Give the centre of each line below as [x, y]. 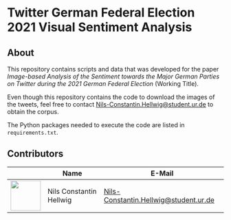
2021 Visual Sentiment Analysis [100, 27]
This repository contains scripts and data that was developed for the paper [113, 69]
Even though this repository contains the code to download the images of [111, 97]
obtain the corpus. [33, 112]
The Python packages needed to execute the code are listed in [96, 125]
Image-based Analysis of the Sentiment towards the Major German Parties [113, 76]
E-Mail [162, 173]
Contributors [35, 154]
